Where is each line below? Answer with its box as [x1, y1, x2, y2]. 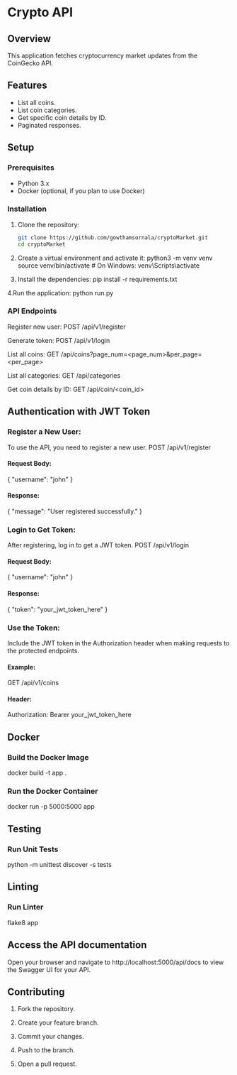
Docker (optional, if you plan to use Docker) [17, 186, 145, 195]
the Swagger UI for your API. [7, 965, 91, 973]
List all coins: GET [7, 349, 60, 359]
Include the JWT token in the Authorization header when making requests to [7, 638, 230, 647]
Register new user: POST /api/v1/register [7, 322, 126, 331]
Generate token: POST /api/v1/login [7, 336, 110, 344]
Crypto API [7, 4, 73, 21]
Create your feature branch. [17, 1018, 99, 1027]
